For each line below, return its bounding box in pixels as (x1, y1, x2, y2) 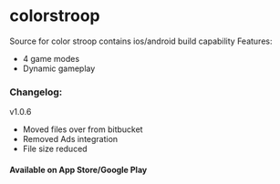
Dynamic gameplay (22, 63, 96, 74)
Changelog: (9, 86, 63, 98)
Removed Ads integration (22, 134, 119, 145)
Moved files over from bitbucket (22, 124, 143, 135)
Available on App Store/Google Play (9, 164, 148, 175)
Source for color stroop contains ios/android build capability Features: (9, 36, 273, 46)
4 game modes (22, 53, 80, 64)
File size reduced (22, 143, 88, 155)
